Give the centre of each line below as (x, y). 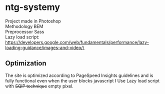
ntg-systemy (33, 7)
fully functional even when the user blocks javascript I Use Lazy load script (82, 80)
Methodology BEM (24, 26)
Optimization (26, 63)
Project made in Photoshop (33, 21)
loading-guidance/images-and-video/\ (45, 47)
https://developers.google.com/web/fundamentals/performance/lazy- (77, 42)
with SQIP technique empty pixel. (39, 86)
